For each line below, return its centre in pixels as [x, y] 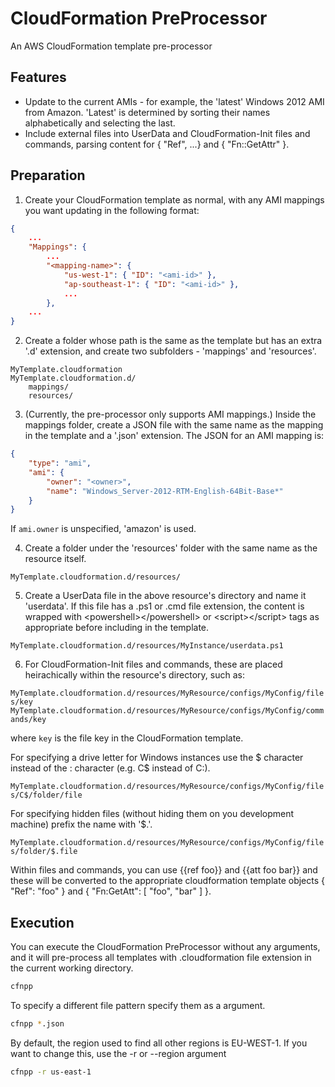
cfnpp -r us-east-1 [51, 1072]
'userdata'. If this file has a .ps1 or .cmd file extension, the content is [164, 606]
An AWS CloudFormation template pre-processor [111, 46]
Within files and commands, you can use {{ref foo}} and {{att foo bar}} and [164, 870]
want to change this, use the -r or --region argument [118, 1053]
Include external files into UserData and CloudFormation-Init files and [167, 133]
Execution [42, 922]
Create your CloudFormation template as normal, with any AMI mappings [174, 199]
